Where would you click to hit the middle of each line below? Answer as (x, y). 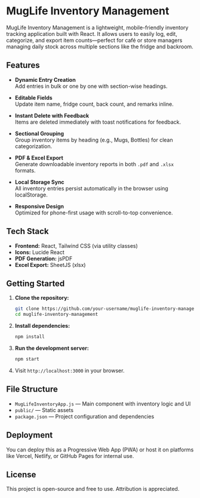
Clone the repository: (42, 298)
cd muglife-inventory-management (56, 315)
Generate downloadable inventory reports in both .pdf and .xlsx (94, 164)
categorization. (33, 146)
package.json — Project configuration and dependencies (84, 416)
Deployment (30, 435)
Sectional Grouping (39, 133)
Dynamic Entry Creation (45, 79)
